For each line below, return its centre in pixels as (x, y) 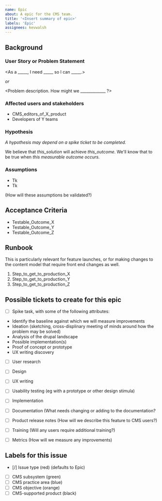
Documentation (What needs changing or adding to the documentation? (84, 410)
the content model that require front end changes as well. (62, 265)
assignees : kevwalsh (26, 28)
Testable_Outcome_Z (33, 232)
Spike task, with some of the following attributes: (61, 311)
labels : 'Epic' (20, 23)
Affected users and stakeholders (44, 103)
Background (24, 48)
